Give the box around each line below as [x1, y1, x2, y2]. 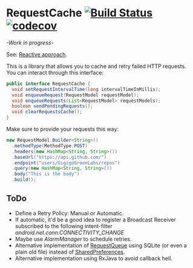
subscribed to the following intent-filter [15, 222, 113, 230]
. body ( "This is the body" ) [11, 171, 80, 177]
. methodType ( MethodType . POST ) [11, 142, 88, 149]
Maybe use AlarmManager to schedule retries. [15, 235, 132, 243]
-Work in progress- [6, 39, 54, 46]
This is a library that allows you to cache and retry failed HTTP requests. [6, 62, 186, 70]
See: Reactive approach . [6, 50, 68, 58]
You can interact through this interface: [6, 69, 104, 76]
